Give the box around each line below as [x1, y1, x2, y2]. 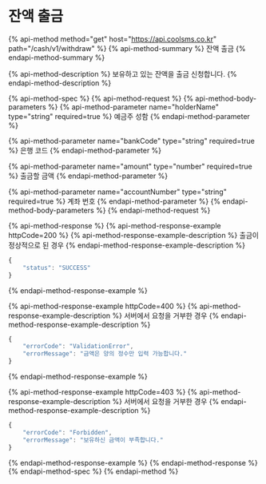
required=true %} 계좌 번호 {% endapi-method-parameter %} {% [8, 196, 221, 206]
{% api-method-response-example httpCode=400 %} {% [8, 301, 198, 311]
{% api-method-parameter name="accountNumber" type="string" [8, 187, 228, 196]
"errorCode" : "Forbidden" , [22, 428, 113, 436]
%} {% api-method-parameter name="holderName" [47, 101, 220, 112]
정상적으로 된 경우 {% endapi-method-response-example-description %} [8, 240, 246, 250]
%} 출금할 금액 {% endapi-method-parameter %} [8, 171, 169, 181]
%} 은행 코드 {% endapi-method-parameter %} [8, 145, 162, 155]
